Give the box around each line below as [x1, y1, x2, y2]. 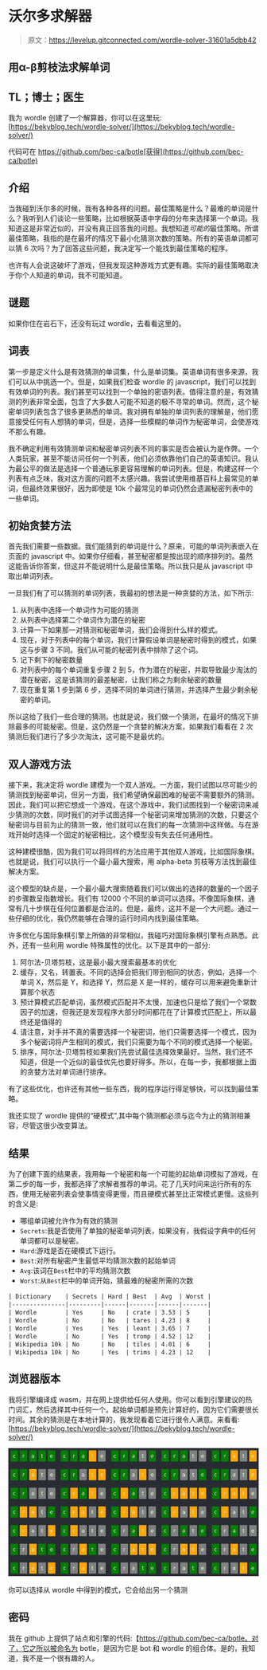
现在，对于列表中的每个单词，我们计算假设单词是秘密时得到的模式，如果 [19, 635, 257, 645]
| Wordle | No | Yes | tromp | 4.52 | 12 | [8, 1333, 212, 1341]
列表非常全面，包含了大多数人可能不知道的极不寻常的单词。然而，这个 [21, 396, 252, 407]
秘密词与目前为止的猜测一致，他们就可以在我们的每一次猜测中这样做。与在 [8, 820, 252, 830]
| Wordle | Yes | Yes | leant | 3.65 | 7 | [8, 1325, 212, 1333]
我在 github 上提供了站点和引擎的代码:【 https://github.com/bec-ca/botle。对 [8, 1633, 259, 1643]
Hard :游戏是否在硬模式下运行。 [19, 1246, 121, 1255]
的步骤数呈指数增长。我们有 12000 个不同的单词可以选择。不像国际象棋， [8, 894, 249, 903]
